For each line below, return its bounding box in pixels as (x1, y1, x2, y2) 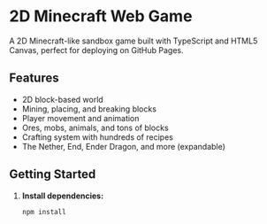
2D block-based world (21, 94, 103, 104)
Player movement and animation (21, 112, 140, 123)
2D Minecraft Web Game (9, 6, 193, 27)
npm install (21, 207, 66, 216)
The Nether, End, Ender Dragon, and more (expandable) (21, 141, 225, 151)
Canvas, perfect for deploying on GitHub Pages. (9, 44, 184, 55)
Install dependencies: (21, 190, 104, 201)
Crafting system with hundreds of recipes (21, 131, 174, 143)
